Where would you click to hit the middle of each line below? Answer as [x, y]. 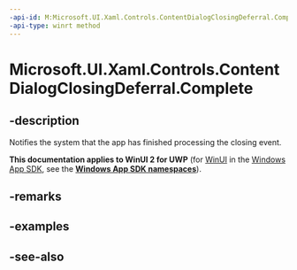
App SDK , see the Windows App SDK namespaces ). [105, 168]
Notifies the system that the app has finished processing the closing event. [145, 142]
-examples [39, 227]
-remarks [35, 196]
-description [44, 121]
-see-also [37, 256]
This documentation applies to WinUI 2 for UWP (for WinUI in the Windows [147, 159]
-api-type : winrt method [55, 26]
